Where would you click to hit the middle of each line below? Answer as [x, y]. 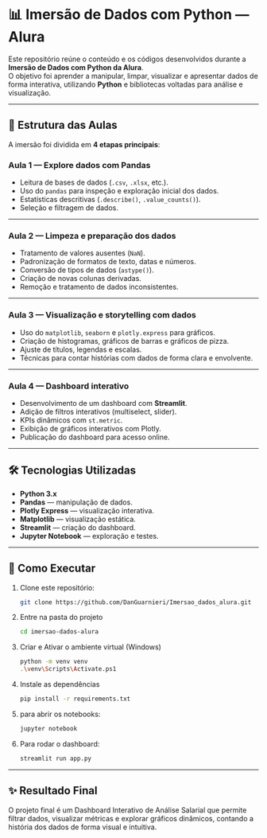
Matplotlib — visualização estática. [78, 519]
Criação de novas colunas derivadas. [80, 279]
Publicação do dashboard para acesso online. [95, 437]
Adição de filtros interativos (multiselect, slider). [98, 411]
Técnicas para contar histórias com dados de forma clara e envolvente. [136, 357]
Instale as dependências [60, 684]
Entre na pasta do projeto [61, 618]
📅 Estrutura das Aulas [63, 125]
